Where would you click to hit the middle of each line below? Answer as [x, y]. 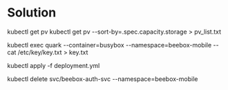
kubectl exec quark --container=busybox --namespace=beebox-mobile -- [113, 45]
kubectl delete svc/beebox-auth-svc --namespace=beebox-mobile [103, 79]
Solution [32, 13]
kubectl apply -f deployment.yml [54, 65]
